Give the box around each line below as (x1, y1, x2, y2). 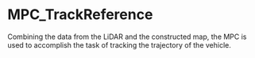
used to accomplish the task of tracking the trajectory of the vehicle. (7, 40, 231, 49)
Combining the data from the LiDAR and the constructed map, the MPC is (7, 32, 247, 41)
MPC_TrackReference (7, 6, 153, 24)
